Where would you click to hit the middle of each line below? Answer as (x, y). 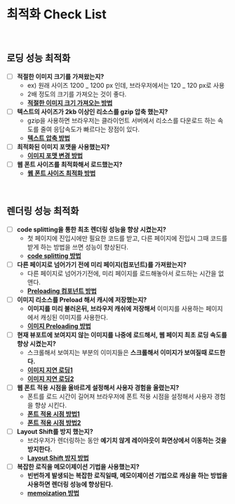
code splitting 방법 (54, 256)
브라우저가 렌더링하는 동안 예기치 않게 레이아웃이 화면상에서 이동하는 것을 (127, 441)
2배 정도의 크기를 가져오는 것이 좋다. (77, 94)
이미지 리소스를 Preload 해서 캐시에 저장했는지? (82, 299)
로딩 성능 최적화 (39, 58)
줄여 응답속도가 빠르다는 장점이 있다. (90, 129)
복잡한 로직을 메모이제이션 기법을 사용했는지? (78, 467)
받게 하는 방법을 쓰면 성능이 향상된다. (78, 247)
